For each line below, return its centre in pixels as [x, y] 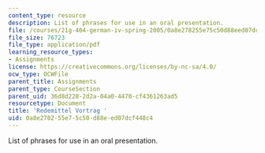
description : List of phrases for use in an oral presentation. [116, 23]
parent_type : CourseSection [54, 89]
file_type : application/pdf [54, 45]
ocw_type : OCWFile [38, 74]
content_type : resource [47, 15]
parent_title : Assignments [52, 81]
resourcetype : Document [47, 103]
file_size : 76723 [37, 37]
